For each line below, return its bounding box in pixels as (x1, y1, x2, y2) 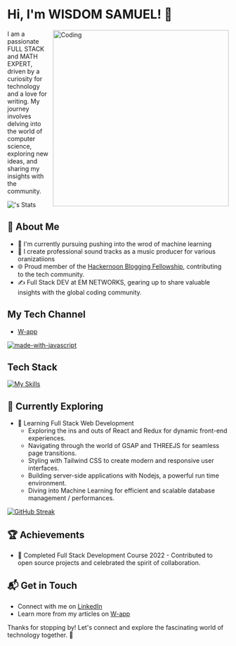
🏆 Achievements (7, 528, 85, 541)
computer (7, 134, 36, 143)
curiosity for (7, 74, 43, 83)
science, (7, 142, 32, 150)
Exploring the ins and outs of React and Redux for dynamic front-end (27, 426, 228, 435)
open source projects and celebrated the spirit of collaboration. (17, 559, 201, 566)
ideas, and (7, 156, 38, 165)
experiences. (27, 434, 66, 442)
